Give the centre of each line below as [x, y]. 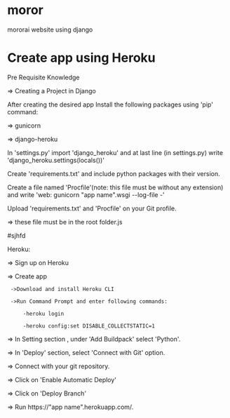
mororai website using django [50, 29]
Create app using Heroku [81, 58]
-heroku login [43, 313]
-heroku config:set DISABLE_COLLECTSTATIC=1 [89, 326]
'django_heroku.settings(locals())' [56, 160]
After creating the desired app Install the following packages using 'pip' [110, 104]
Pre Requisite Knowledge [43, 77]
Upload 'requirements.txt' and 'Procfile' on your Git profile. [92, 208]
